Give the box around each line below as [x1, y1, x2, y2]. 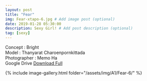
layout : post [5, 7, 32, 12]
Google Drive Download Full [5, 60, 63, 66]
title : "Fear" [5, 12, 35, 17]
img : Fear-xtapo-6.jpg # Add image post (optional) [5, 16, 115, 21]
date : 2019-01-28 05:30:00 [5, 21, 61, 26]
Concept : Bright [5, 44, 39, 50]
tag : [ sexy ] [5, 30, 30, 35]
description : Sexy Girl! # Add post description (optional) [5, 26, 133, 31]
